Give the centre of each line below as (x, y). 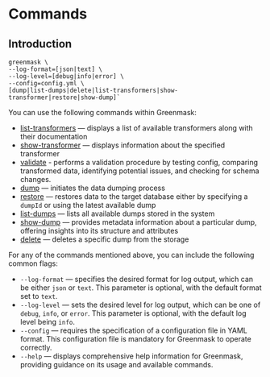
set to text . (39, 296)
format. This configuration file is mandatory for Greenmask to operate (135, 339)
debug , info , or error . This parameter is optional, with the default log (133, 313)
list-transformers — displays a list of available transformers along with (137, 128)
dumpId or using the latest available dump (88, 205)
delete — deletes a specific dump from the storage (104, 239)
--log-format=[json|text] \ (56, 69)
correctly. (36, 348)
